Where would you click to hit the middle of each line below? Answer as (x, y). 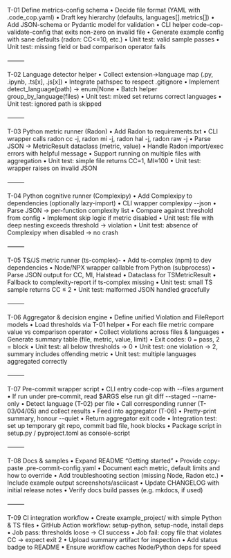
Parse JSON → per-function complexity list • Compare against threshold (110, 211)
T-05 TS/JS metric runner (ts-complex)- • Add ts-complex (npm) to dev (110, 260)
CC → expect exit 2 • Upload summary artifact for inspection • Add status (112, 540)
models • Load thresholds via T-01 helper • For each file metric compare (111, 325)
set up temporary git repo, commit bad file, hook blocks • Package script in (114, 426)
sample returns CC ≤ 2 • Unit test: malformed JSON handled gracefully (109, 289)
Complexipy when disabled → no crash (63, 232)
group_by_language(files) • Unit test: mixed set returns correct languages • (114, 96)
